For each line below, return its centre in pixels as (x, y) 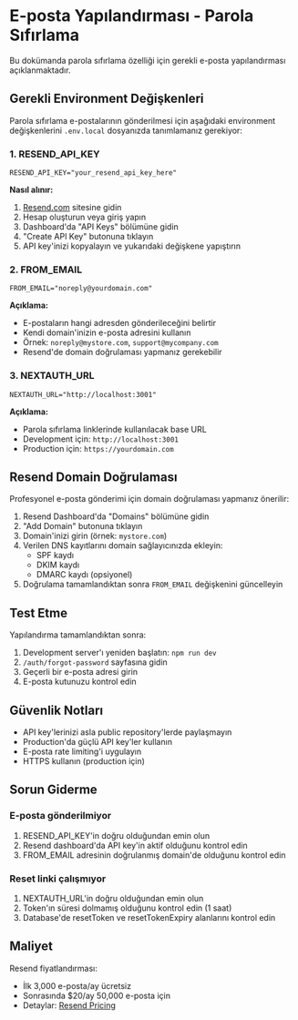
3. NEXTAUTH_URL (52, 376)
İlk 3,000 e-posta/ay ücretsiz (77, 985)
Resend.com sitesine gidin (72, 208)
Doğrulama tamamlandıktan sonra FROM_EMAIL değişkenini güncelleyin (153, 585)
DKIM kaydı (58, 565)
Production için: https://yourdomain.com (98, 448)
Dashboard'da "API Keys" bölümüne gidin (101, 227)
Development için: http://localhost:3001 (101, 439)
